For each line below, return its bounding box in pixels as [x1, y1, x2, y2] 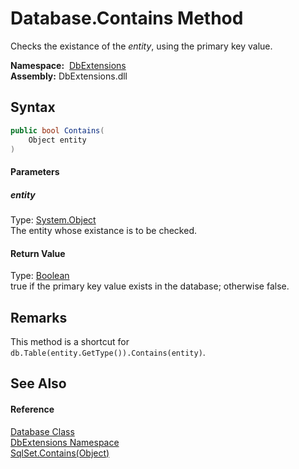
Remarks [10, 309, 68, 326]
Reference [10, 403, 55, 415]
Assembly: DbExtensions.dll [10, 70, 128, 82]
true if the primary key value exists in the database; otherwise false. [10, 280, 290, 292]
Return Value [10, 247, 66, 259]
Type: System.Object [10, 213, 97, 226]
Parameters [10, 165, 60, 177]
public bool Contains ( [10, 125, 105, 136]
